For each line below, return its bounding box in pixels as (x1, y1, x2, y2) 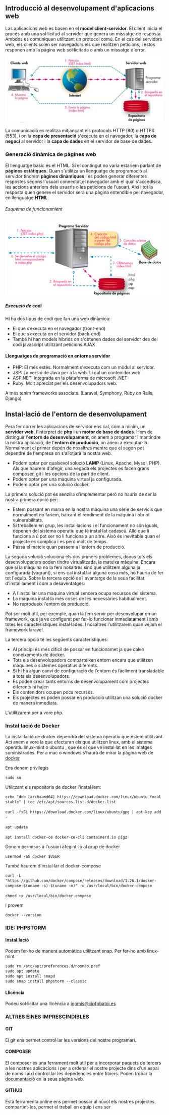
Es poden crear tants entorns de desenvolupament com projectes (12, 678, 149, 684)
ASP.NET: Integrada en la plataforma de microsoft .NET (12, 375, 128, 381)
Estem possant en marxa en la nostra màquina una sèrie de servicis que (12, 506, 162, 512)
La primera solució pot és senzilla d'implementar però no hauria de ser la (5, 491, 157, 497)
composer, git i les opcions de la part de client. (12, 471, 110, 477)
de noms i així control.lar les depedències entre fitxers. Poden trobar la (5, 1070, 152, 1076)
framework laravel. (5, 626, 44, 632)
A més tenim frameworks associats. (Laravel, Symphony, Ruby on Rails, (5, 390, 154, 396)
